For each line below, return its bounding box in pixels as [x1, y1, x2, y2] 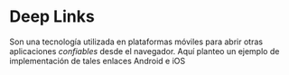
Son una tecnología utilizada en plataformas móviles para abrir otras [9, 36, 264, 47]
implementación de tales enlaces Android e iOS [9, 55, 186, 66]
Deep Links [9, 6, 95, 27]
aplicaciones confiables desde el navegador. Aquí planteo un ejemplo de [9, 45, 280, 56]
